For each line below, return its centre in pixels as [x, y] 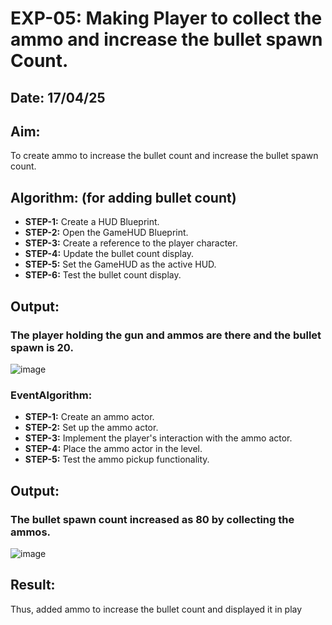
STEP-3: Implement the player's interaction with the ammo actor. [158, 438]
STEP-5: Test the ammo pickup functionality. [117, 459]
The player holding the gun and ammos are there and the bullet [166, 335]
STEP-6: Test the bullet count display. [103, 275]
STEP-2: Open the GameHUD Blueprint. [106, 233]
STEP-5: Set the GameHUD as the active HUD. [120, 264]
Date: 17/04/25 [58, 97]
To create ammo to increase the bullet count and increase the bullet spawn [164, 156]
